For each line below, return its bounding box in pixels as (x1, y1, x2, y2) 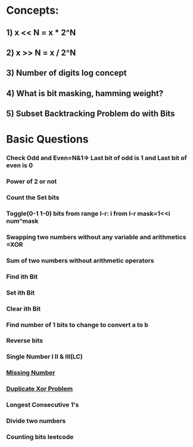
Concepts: (6, 4, 60, 17)
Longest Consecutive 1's (6, 401, 79, 409)
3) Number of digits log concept (6, 68, 127, 78)
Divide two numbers (6, 417, 66, 425)
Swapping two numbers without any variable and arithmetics (6, 232, 186, 241)
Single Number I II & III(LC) (6, 353, 83, 361)
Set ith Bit (6, 288, 35, 296)
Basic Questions (6, 133, 89, 146)
